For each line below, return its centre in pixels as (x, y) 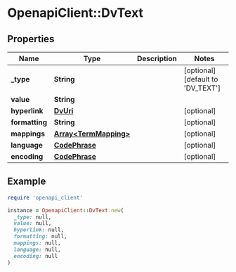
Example (27, 182)
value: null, (33, 224)
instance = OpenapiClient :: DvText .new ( (66, 210)
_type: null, (33, 217)
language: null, (37, 250)
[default (197, 79)
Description (157, 59)
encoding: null (36, 256)
